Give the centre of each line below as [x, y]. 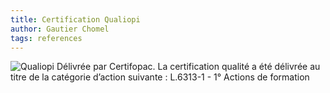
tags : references [46, 38]
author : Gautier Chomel [60, 29]
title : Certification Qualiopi [75, 19]
